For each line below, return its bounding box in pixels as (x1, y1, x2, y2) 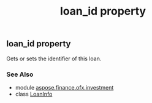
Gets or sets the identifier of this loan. (6, 55, 102, 62)
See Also (6, 70, 34, 79)
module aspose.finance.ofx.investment (15, 83, 114, 91)
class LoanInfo (15, 90, 53, 98)
